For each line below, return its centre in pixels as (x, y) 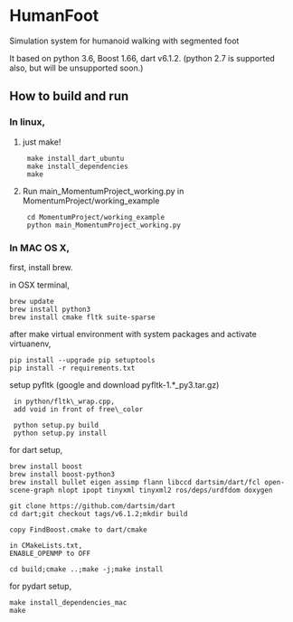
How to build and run (69, 96)
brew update (32, 301)
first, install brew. (42, 267)
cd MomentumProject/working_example (96, 217)
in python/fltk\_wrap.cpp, (64, 401)
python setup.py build (56, 425)
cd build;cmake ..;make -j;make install (87, 569)
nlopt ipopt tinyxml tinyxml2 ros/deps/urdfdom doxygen (165, 490)
